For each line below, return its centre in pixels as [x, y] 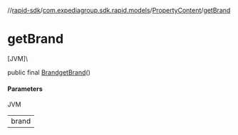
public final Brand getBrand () [49, 72]
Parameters [25, 89]
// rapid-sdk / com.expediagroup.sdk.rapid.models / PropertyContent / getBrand [119, 10]
